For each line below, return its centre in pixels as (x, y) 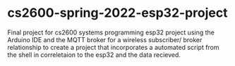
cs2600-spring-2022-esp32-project (117, 13)
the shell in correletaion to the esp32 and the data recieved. (94, 55)
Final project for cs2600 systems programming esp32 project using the (111, 32)
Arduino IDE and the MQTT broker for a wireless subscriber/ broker (105, 39)
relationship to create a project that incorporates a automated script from (114, 47)
